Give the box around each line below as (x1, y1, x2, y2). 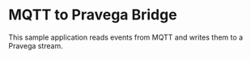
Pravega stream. (8, 40, 63, 50)
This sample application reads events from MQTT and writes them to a (8, 32, 244, 42)
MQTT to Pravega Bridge (8, 6, 177, 24)
